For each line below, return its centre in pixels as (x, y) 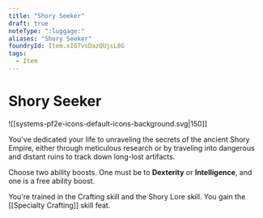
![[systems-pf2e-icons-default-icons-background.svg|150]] (108, 123)
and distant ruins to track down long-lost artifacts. (92, 156)
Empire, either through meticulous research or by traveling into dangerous (131, 147)
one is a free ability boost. (52, 181)
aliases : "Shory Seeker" (50, 38)
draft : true (28, 24)
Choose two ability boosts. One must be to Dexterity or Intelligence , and (130, 172)
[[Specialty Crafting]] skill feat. (59, 205)
